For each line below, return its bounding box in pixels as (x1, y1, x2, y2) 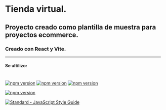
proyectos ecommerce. (5, 30, 79, 39)
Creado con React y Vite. (5, 45, 66, 52)
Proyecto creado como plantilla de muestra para (5, 23, 156, 31)
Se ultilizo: (5, 63, 28, 69)
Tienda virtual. (5, 3, 67, 15)
